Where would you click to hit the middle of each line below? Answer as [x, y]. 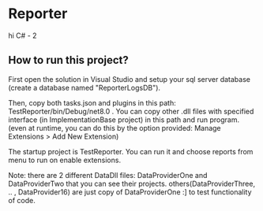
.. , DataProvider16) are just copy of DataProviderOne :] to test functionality [130, 192]
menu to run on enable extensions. [64, 160]
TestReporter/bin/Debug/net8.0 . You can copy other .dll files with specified [131, 111]
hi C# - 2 [23, 35]
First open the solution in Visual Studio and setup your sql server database [130, 79]
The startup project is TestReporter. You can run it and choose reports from [131, 151]
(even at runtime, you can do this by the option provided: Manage [115, 128]
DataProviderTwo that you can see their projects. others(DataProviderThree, [131, 183]
